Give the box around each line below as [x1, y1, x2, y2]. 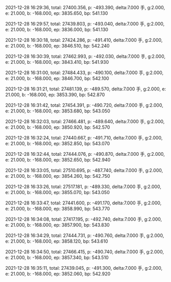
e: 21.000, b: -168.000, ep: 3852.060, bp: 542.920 [5, 271, 111, 277]
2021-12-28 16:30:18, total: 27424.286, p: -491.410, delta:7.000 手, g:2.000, [5, 37, 163, 43]
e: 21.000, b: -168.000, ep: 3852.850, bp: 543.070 [5, 140, 110, 147]
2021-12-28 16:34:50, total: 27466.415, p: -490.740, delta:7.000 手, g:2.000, [5, 249, 164, 254]
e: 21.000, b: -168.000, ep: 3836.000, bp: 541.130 [5, 27, 109, 32]
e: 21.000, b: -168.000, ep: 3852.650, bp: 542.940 [5, 157, 111, 162]
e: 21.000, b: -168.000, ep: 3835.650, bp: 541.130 [5, 10, 108, 16]
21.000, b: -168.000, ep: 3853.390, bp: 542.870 [5, 91, 105, 98]
